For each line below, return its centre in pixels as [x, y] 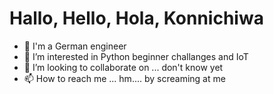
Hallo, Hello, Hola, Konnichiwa [136, 18]
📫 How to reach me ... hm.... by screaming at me [124, 78]
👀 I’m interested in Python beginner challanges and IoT [136, 56]
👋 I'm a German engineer [75, 46]
